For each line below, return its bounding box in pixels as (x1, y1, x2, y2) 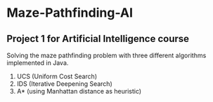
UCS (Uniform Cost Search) (16, 72, 98, 80)
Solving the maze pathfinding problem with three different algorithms (6, 51, 207, 59)
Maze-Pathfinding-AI (6, 5, 134, 21)
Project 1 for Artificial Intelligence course (6, 33, 190, 45)
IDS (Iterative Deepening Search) (16, 80, 113, 88)
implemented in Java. (6, 59, 69, 67)
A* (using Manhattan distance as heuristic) (16, 87, 142, 95)
